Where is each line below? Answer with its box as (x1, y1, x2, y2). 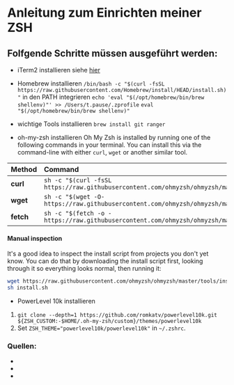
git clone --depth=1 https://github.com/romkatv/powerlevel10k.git (17, 311, 217, 318)
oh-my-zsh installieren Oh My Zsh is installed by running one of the (17, 134, 211, 141)
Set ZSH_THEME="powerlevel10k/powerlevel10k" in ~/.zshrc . (17, 324, 186, 332)
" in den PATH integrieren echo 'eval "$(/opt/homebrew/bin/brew (17, 93, 205, 101)
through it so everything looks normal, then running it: (7, 265, 162, 273)
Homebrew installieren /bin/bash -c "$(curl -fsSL (17, 79, 165, 88)
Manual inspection (7, 234, 63, 242)
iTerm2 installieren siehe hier (17, 66, 101, 74)
